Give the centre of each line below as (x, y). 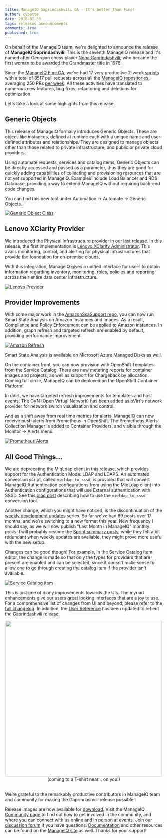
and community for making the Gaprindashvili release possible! (70, 800)
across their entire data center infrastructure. (51, 277)
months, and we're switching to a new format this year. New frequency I (79, 521)
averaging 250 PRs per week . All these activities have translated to (74, 83)
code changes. (20, 189)
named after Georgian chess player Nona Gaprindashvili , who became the (81, 58)
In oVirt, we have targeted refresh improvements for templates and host (79, 396)
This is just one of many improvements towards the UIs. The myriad (75, 593)
